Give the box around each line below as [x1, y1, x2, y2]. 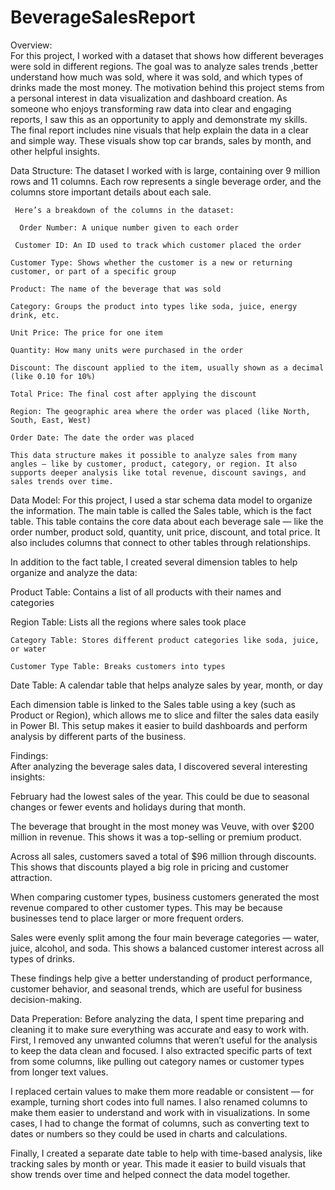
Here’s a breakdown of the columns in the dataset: [14, 205, 235, 215]
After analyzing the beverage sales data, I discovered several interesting [10, 760, 308, 772]
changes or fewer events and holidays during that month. [10, 801, 247, 813]
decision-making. [10, 993, 83, 1005]
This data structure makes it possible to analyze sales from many [10, 450, 298, 460]
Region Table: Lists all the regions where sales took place [10, 616, 247, 628]
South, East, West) [10, 415, 92, 425]
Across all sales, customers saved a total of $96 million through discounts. [10, 850, 317, 862]
